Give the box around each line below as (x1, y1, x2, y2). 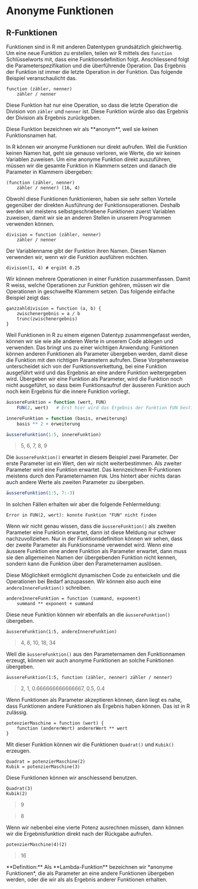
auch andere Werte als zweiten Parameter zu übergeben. (6, 479, 145, 486)
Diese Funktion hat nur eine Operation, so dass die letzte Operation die (6, 102, 178, 109)
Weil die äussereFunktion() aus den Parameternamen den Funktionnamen (6, 651, 186, 658)
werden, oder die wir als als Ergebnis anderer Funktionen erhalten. (6, 876, 168, 883)
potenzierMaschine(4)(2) (6, 842, 67, 848)
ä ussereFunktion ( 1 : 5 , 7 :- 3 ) (6, 490, 75, 496)
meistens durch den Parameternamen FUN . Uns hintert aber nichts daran (6, 472, 181, 479)
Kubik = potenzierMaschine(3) (6, 764, 81, 770)
